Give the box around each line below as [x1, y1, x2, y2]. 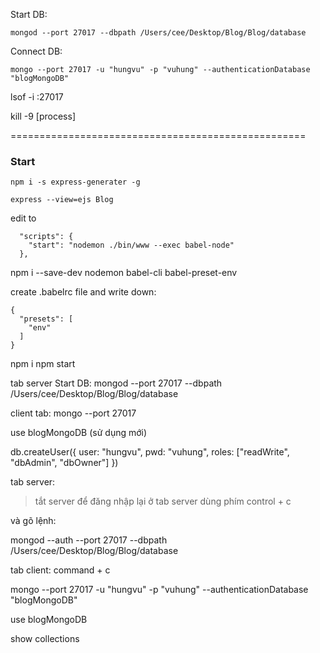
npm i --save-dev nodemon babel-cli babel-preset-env [10, 267, 238, 279]
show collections [10, 633, 80, 645]
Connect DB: [10, 45, 63, 57]
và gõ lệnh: [10, 515, 57, 527]
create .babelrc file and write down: [10, 286, 157, 298]
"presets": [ [19, 314, 74, 324]
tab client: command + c [10, 564, 111, 576]
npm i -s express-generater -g [10, 177, 141, 188]
